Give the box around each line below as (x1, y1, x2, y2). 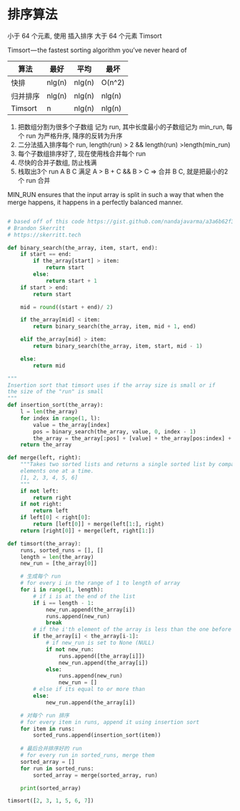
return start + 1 (45, 277, 98, 284)
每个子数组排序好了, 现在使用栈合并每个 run (17, 149, 146, 158)
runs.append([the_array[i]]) (58, 653, 145, 660)
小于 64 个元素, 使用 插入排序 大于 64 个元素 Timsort (7, 31, 162, 40)
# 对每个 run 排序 (20, 712, 70, 719)
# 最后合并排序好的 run (20, 745, 82, 752)
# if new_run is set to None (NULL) (45, 640, 155, 647)
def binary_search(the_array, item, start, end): (7, 244, 159, 251)
